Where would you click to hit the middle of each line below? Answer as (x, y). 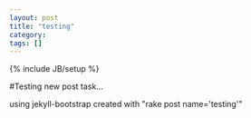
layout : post (34, 18)
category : (28, 34)
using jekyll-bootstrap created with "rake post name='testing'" (126, 104)
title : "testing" (42, 26)
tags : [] (26, 43)
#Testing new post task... (57, 86)
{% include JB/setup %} (54, 69)
